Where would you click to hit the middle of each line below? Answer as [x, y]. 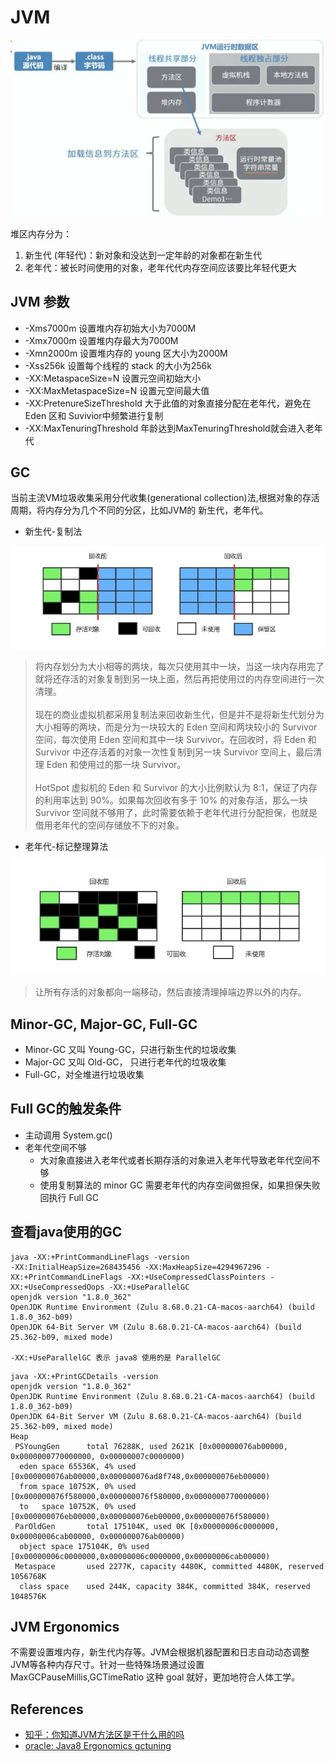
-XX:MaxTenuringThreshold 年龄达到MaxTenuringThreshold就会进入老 [169, 428]
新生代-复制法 [53, 532]
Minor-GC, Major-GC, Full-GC [104, 1024]
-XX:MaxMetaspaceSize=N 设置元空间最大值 [117, 390]
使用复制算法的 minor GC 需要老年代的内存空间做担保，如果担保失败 [180, 1185]
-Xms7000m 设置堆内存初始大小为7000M [110, 328]
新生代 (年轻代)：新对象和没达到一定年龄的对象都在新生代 [143, 255]
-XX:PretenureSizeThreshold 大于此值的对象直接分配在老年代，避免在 [168, 403]
